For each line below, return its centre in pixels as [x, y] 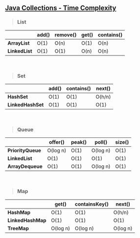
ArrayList [19, 43]
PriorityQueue [24, 151]
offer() [57, 142]
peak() [79, 142]
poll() [101, 142]
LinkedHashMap [27, 220]
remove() [66, 35]
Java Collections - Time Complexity [61, 8]
